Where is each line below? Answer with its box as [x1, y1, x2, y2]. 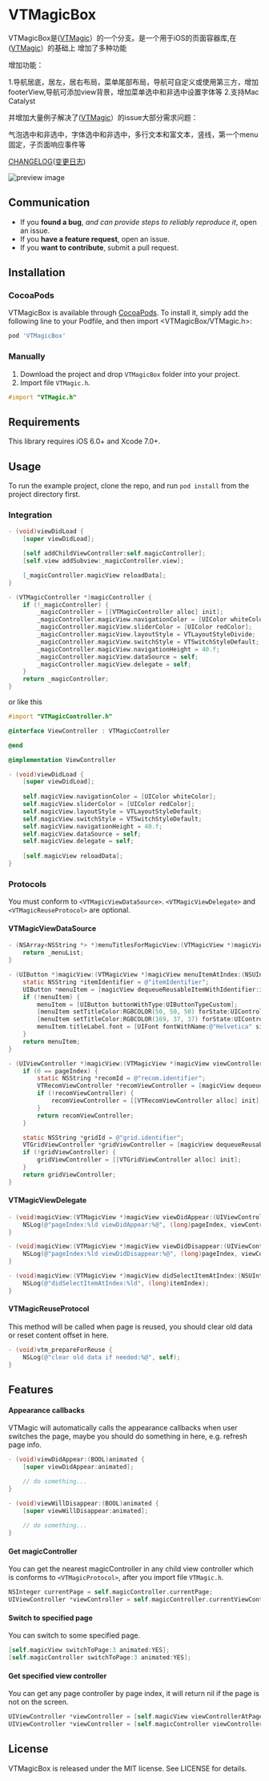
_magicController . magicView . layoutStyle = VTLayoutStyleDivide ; [37, 631, 256, 639]
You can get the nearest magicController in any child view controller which [8, 1564, 254, 1574]
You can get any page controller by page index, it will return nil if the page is [8, 1689, 260, 1699]
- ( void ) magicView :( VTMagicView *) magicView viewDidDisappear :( [8, 1242, 227, 1250]
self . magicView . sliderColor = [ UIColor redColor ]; [22, 800, 195, 808]
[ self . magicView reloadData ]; [22, 852, 124, 860]
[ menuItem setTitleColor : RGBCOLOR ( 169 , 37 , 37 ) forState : [37, 1015, 235, 1024]
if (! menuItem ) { [22, 993, 81, 1001]
